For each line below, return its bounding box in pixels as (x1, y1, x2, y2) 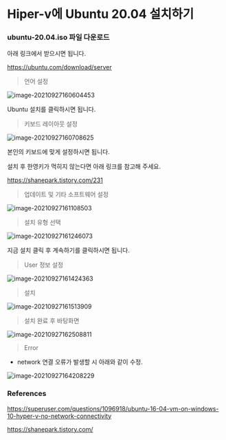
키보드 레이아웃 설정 (23, 120, 78, 128)
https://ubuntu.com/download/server (7, 63, 112, 71)
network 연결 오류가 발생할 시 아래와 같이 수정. (16, 358, 143, 366)
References (7, 389, 47, 399)
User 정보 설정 (23, 261, 64, 269)
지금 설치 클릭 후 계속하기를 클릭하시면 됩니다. (7, 246, 131, 254)
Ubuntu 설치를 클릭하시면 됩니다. (7, 105, 96, 113)
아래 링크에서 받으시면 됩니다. (7, 49, 87, 58)
